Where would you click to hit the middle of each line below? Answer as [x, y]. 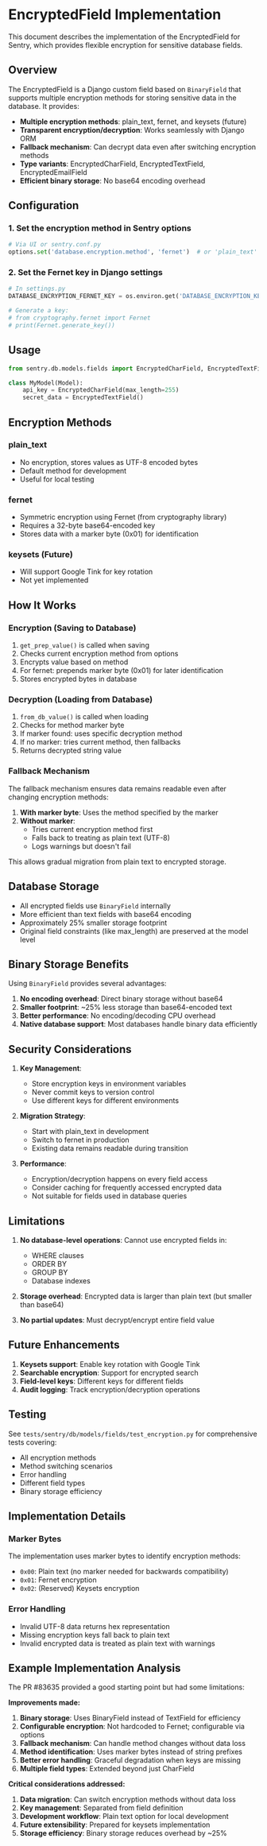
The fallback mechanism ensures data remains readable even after [117, 788]
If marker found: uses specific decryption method [101, 733]
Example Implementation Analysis [95, 1668]
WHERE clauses [58, 1255]
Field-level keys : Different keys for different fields [102, 1381]
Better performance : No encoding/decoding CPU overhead [118, 1016]
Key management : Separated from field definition [102, 1808]
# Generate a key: [39, 311]
